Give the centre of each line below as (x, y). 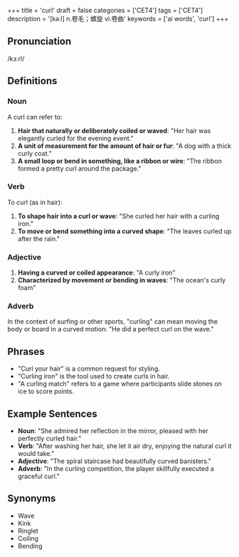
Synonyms (32, 498)
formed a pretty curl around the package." (79, 168)
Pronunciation (39, 42)
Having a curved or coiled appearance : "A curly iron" (96, 272)
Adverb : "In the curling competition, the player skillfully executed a (116, 469)
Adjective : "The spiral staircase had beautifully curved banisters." (115, 461)
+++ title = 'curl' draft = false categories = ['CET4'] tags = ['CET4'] (105, 10)
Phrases (26, 351)
